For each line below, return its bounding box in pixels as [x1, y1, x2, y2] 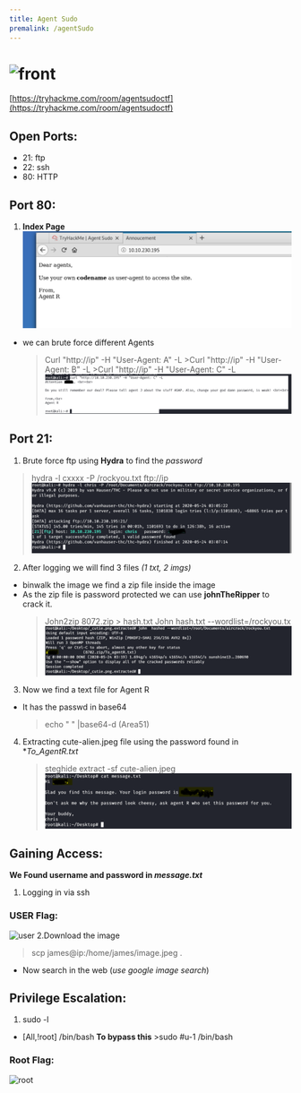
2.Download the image [37, 930, 121, 941]
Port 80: [9, 197, 56, 212]
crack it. [21, 598, 53, 609]
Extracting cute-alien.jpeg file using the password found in [21, 736, 239, 747]
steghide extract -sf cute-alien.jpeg [44, 763, 176, 774]
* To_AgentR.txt [21, 746, 79, 757]
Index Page [21, 221, 65, 232]
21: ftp [21, 152, 46, 163]
